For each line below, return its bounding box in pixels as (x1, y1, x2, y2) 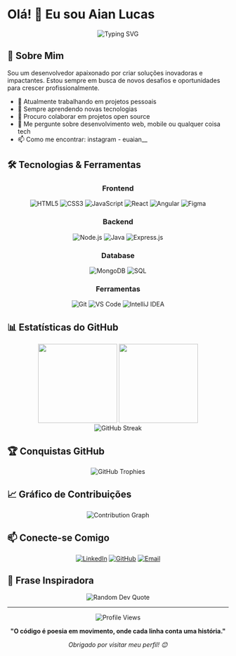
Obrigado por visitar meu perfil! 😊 (68, 641, 168, 649)
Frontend (102, 184, 134, 193)
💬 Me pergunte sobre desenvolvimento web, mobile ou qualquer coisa (17, 120, 221, 128)
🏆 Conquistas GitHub (7, 445, 105, 457)
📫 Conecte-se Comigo (7, 532, 110, 544)
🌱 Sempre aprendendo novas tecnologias (17, 105, 138, 113)
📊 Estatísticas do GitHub (7, 321, 119, 333)
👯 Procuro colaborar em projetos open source (17, 112, 150, 120)
